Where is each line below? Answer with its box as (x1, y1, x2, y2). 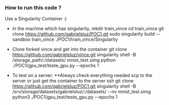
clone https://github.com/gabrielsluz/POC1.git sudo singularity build (12, 31, 155, 37)
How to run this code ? (5, 4, 62, 11)
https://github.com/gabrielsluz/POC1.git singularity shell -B (12, 83, 136, 89)
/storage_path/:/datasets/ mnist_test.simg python (12, 57, 116, 63)
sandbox (12, 36, 31, 42)
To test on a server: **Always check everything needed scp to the (12, 72, 153, 78)
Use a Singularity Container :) (5, 16, 67, 22)
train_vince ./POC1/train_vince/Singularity (32, 36, 118, 42)
